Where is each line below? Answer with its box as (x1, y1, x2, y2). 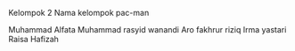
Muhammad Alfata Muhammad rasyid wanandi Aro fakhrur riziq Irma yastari (8, 25, 287, 34)
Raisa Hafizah (8, 34, 60, 44)
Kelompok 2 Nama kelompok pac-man (8, 8, 150, 18)
